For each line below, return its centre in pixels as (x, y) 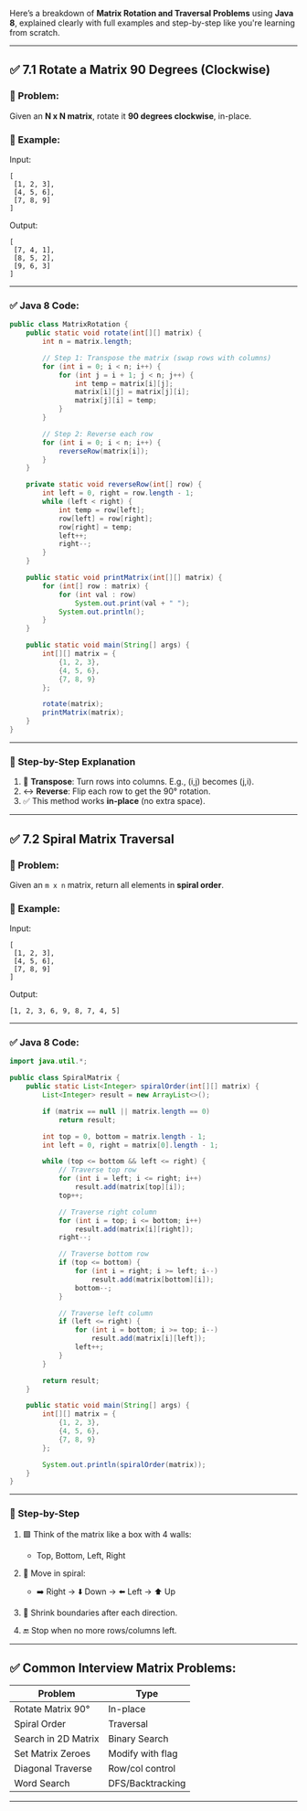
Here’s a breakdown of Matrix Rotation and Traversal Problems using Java (152, 13)
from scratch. (35, 32)
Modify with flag (143, 1753)
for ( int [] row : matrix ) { (95, 586)
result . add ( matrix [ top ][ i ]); (130, 1187)
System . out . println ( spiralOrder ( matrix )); (124, 1464)
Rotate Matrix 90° (52, 1709)
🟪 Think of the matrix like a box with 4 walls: (107, 1534)
